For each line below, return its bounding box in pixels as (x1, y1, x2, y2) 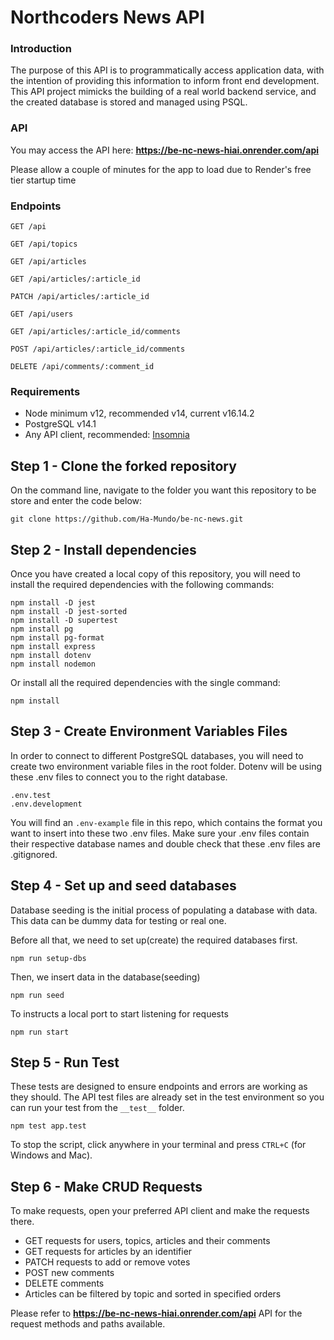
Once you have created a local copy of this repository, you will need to (10, 568, 301, 580)
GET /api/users (10, 309, 74, 320)
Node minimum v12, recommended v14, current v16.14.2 (24, 407, 255, 420)
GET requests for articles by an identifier (24, 1246, 193, 1258)
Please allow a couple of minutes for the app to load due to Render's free (10, 163, 312, 175)
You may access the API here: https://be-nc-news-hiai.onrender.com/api (10, 144, 320, 156)
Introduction (10, 42, 72, 56)
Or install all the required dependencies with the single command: (10, 677, 281, 688)
